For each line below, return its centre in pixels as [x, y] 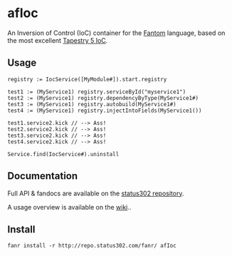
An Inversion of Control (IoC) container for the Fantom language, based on [116, 33]
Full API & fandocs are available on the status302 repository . [96, 193]
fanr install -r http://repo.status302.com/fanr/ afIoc [92, 246]
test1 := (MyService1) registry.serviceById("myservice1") [97, 92]
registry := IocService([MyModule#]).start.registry [87, 79]
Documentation [43, 176]
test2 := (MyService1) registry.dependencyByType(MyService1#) [103, 98]
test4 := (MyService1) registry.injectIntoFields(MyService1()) [105, 111]
